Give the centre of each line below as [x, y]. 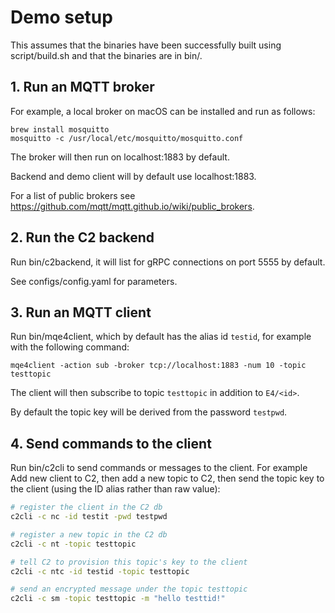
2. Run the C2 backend [82, 237]
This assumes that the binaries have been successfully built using [146, 45]
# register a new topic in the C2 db [89, 534]
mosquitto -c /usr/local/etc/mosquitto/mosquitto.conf [127, 138]
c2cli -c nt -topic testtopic [73, 544]
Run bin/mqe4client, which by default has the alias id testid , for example [161, 337]
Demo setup [61, 17]
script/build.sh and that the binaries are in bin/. [106, 55]
